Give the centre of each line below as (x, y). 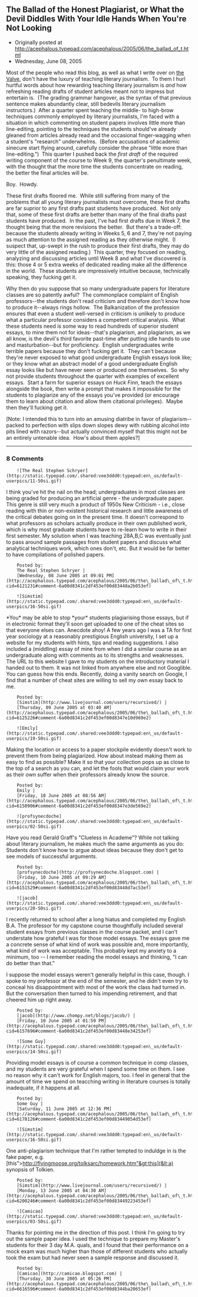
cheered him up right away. (39, 1000)
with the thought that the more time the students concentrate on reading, (95, 166)
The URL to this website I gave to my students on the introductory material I (98, 661)
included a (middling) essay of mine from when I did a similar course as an (96, 649)
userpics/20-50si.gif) (34, 908)
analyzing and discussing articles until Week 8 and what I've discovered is (96, 258)
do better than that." (30, 963)
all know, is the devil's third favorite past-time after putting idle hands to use (98, 338)
